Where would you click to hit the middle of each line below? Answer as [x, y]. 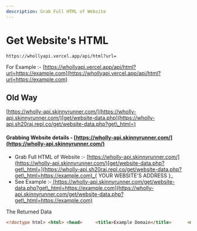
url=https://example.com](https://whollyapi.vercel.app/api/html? [84, 73]
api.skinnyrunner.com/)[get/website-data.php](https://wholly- [81, 118]
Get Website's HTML [57, 40]
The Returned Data [29, 212]
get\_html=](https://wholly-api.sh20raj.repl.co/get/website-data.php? [98, 169]
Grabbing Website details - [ [41, 137]
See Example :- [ [35, 181]
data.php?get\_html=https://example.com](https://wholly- [84, 188]
